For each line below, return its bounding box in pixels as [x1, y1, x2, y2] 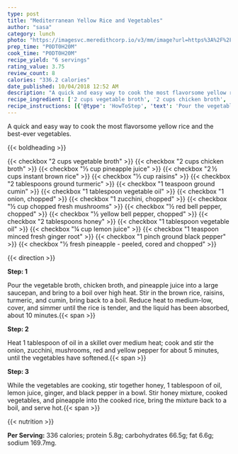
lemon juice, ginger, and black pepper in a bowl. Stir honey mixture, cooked [7, 388, 228, 397]
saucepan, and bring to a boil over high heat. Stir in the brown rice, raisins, [7, 288, 225, 297]
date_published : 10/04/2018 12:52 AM [7, 83, 119, 90]
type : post [7, 10, 40, 18]
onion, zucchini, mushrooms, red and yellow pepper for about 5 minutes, [7, 346, 220, 354]
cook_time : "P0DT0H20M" [7, 50, 78, 57]
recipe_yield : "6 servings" [7, 57, 91, 64]
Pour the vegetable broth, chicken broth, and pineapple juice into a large [7, 280, 218, 289]
